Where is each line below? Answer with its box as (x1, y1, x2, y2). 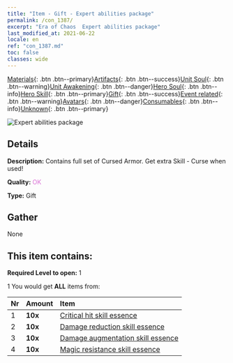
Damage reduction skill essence (59, 322, 165, 332)
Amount (25, 299, 54, 309)
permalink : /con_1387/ (7, 17, 73, 24)
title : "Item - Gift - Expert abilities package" (7, 10, 155, 17)
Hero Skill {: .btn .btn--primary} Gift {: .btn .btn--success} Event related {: (20, 89, 223, 98)
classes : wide (7, 56, 49, 63)
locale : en (7, 36, 39, 43)
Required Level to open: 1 (7, 269, 82, 277)
